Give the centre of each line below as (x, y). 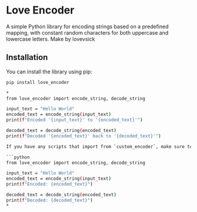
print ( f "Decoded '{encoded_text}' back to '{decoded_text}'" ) (84, 136)
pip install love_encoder (38, 82)
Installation (27, 57)
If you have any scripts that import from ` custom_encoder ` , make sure (95, 147)
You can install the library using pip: (49, 72)
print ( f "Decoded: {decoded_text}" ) (50, 200)
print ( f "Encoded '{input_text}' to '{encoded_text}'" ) (74, 120)
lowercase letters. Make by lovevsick (51, 39)
